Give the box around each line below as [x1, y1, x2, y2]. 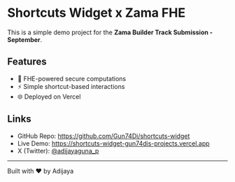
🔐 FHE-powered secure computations [17, 74, 127, 83]
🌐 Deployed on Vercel [17, 92, 81, 101]
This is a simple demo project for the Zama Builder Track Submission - [7, 28, 213, 36]
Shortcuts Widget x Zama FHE [7, 5, 186, 21]
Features [7, 56, 47, 68]
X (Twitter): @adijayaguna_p [17, 146, 99, 155]
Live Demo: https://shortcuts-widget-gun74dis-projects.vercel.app [17, 139, 210, 148]
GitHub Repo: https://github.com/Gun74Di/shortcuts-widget [17, 132, 190, 140]
